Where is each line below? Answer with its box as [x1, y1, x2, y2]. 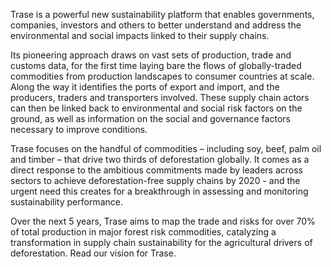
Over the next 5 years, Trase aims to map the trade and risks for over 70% [10, 215, 316, 227]
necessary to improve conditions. [10, 124, 148, 135]
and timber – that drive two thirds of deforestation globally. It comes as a [10, 154, 310, 165]
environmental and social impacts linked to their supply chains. [10, 30, 270, 41]
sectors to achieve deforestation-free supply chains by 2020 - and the [10, 175, 301, 186]
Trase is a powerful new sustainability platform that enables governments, [10, 9, 315, 20]
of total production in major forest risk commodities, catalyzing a [10, 226, 277, 238]
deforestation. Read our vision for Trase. [10, 247, 177, 259]
